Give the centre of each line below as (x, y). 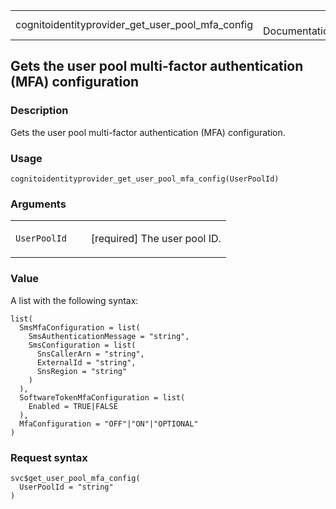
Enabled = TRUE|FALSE (73, 406)
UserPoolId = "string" (66, 487)
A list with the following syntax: (74, 300)
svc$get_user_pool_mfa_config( (75, 478)
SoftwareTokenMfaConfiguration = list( (102, 397)
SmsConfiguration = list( (82, 345)
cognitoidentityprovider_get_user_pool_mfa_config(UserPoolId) (145, 179)
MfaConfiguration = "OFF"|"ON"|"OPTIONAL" (109, 424)
